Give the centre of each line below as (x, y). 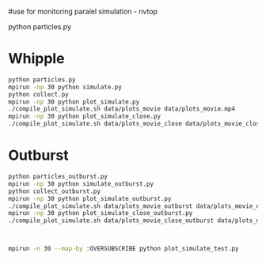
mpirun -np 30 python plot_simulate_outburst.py (90, 198)
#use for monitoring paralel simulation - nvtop (83, 11)
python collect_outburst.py (55, 191)
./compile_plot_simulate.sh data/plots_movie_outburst (101, 206)
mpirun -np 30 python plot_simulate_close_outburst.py (101, 213)
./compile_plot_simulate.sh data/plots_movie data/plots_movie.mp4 (122, 109)
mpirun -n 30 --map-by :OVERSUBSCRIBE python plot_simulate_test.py (123, 249)
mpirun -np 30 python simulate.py (65, 87)
